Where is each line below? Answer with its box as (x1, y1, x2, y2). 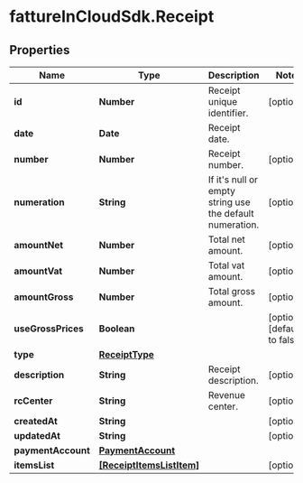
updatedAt (14, 430, 61, 441)
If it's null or (207, 173, 259, 186)
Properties (9, 42, 70, 58)
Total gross (207, 285, 255, 297)
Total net (207, 233, 245, 246)
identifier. (207, 107, 249, 119)
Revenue (207, 389, 246, 401)
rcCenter (14, 395, 53, 407)
